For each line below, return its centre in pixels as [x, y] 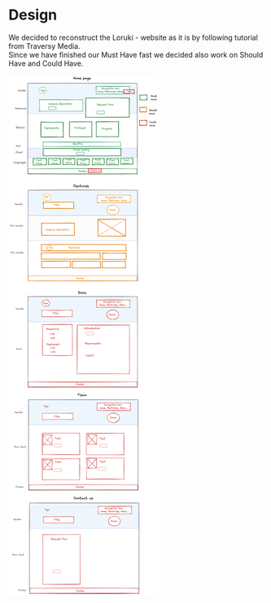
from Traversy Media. [44, 46]
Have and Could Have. [46, 63]
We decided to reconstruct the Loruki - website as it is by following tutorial [133, 37]
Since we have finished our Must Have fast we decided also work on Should [136, 54]
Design [33, 15]
